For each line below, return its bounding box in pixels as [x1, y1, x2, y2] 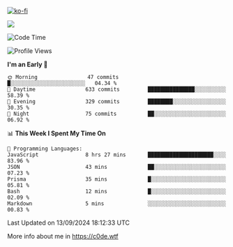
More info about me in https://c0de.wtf [7, 232, 119, 240]
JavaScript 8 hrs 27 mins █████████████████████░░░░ [7, 151, 227, 158]
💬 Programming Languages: [7, 145, 82, 152]
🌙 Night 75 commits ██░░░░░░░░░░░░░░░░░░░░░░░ [7, 110, 227, 117]
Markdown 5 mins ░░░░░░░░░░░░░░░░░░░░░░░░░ [7, 200, 227, 207]
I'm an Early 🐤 [7, 60, 48, 68]
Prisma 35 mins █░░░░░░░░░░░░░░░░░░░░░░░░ [7, 176, 227, 183]
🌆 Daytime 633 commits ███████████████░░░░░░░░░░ [7, 86, 227, 93]
